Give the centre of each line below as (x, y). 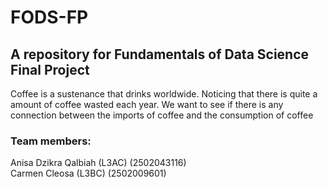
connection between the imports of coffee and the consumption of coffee (162, 115)
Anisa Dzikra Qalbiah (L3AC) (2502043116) (98, 163)
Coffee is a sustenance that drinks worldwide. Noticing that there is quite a (164, 94)
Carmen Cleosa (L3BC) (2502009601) (88, 173)
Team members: (51, 141)
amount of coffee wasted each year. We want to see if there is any (147, 104)
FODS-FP (49, 17)
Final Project (50, 69)
